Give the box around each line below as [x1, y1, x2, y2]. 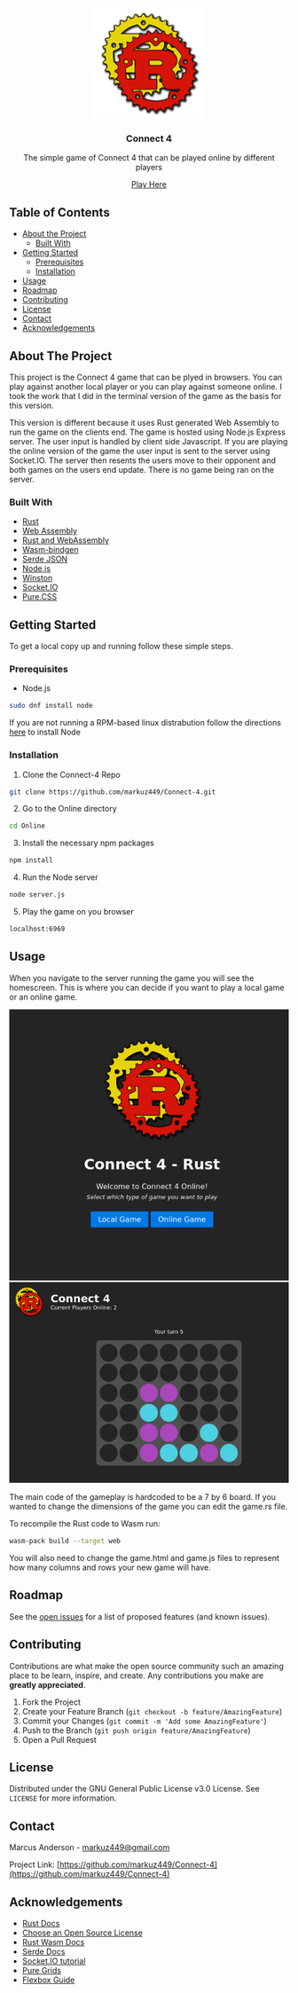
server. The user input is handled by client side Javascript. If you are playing [9, 435, 288, 446]
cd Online [9, 821, 46, 831]
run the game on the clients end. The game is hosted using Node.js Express [9, 427, 286, 437]
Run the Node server [21, 872, 98, 883]
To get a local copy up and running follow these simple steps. [9, 641, 233, 652]
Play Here [131, 179, 167, 190]
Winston [21, 573, 53, 584]
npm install [9, 856, 53, 865]
